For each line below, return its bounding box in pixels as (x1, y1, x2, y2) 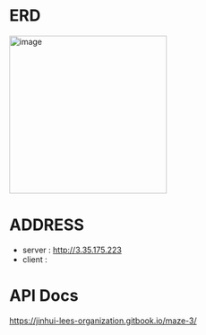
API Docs (9, 286, 79, 306)
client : (21, 253, 47, 265)
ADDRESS (9, 215, 85, 235)
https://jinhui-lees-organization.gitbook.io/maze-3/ (9, 315, 197, 326)
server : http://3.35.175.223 (21, 244, 123, 255)
